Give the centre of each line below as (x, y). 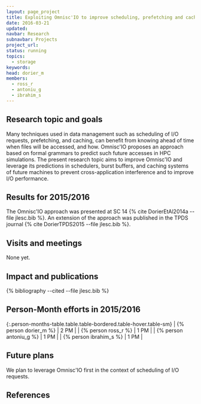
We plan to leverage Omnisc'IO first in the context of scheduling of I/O (93, 370)
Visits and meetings (44, 243)
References (28, 395)
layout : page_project (33, 12)
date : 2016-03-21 (28, 23)
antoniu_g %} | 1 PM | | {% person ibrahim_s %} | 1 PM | (74, 336)
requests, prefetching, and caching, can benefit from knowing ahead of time (100, 140)
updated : (17, 28)
